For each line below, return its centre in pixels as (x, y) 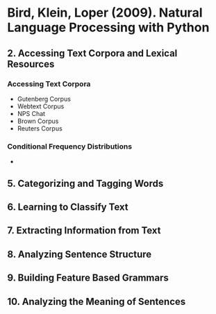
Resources (31, 64)
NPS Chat (31, 113)
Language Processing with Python (108, 27)
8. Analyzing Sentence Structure (80, 254)
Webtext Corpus (41, 106)
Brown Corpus (38, 121)
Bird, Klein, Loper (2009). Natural (105, 13)
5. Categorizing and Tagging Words (85, 183)
